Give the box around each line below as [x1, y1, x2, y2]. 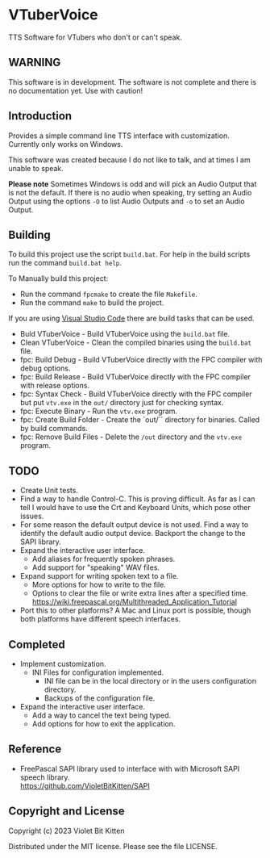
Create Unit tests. [19, 486, 79, 496]
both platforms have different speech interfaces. [19, 614, 181, 624]
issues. [19, 511, 44, 521]
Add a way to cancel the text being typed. [31, 710, 172, 720]
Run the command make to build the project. [19, 298, 164, 308]
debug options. [19, 363, 71, 373]
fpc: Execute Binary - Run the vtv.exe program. [19, 406, 178, 416]
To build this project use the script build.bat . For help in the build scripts [8, 249, 251, 259]
